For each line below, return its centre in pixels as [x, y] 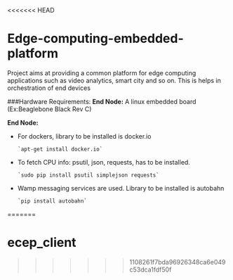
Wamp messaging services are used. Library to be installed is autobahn [121, 188]
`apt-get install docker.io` [60, 149]
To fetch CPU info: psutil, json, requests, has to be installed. [104, 162]
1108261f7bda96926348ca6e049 [178, 262]
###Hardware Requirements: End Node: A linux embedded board [102, 101]
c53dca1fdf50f [151, 269]
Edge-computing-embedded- [95, 39]
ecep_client [42, 243]
